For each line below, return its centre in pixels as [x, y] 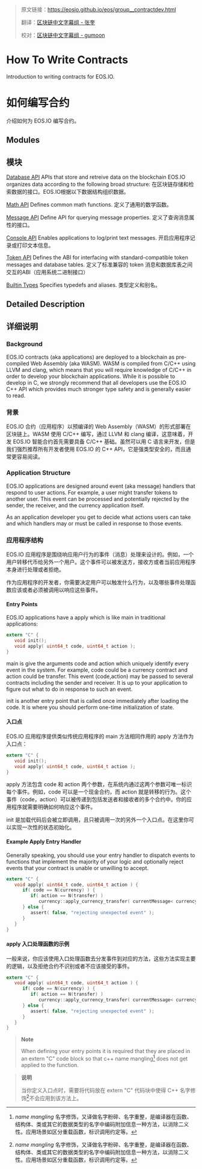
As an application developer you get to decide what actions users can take [99, 517]
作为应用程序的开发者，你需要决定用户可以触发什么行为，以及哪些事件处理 [98, 583]
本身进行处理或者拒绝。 [35, 569]
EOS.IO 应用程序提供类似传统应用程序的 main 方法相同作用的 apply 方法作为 [100, 736]
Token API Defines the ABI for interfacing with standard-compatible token [97, 258]
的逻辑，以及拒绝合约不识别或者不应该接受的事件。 [69, 966]
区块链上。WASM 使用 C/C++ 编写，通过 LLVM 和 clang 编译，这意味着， [97, 434]
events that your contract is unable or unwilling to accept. [78, 868]
